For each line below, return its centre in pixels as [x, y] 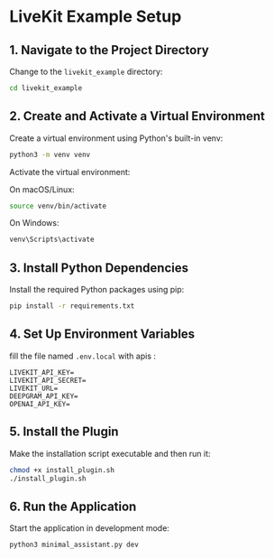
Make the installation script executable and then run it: [110, 453]
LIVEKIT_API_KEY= [42, 372]
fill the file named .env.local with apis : [82, 356]
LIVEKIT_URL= [34, 388]
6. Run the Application [73, 506]
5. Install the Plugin [64, 432]
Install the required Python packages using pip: [97, 290]
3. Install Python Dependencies [99, 268]
